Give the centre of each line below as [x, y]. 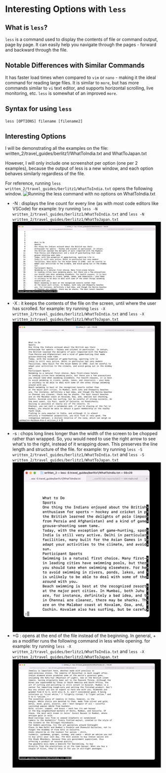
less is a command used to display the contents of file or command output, [82, 39]
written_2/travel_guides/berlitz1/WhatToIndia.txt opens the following [79, 189]
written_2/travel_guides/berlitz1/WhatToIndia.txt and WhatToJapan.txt [76, 154]
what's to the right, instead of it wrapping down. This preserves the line [85, 444]
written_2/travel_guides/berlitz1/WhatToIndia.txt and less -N [78, 214]
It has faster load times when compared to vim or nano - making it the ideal [81, 77]
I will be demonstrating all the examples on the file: [57, 148]
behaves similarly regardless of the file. [45, 174]
